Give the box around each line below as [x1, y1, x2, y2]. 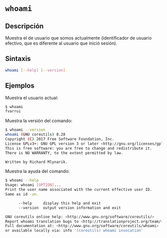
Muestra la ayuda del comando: [5, 168, 70, 175]
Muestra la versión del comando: [5, 118, 73, 124]
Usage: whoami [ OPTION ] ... [5, 182, 61, 187]
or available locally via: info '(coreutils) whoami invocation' [5, 228, 143, 233]
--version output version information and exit [18, 205, 121, 210]
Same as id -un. [5, 192, 39, 197]
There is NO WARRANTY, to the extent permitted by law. [5, 150, 123, 155]
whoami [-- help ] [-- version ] [5, 67, 66, 73]
